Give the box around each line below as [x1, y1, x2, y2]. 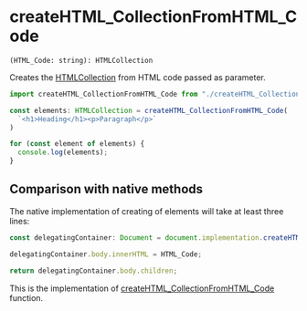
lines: [9, 215, 30, 226]
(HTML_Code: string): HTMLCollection [9, 56, 153, 65]
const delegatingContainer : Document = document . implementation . [9, 233, 263, 243]
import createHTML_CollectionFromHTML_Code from [9, 89, 198, 98]
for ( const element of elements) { [9, 140, 145, 149]
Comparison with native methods [9, 181, 204, 197]
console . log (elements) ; [17, 148, 108, 157]
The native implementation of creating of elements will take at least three [9, 205, 284, 216]
